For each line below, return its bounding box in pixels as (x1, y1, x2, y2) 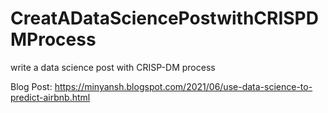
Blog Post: (10, 80, 53, 92)
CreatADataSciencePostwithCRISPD (10, 7, 319, 30)
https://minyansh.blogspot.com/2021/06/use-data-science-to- (54, 80, 313, 92)
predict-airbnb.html (10, 91, 91, 103)
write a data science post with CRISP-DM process (10, 61, 216, 73)
